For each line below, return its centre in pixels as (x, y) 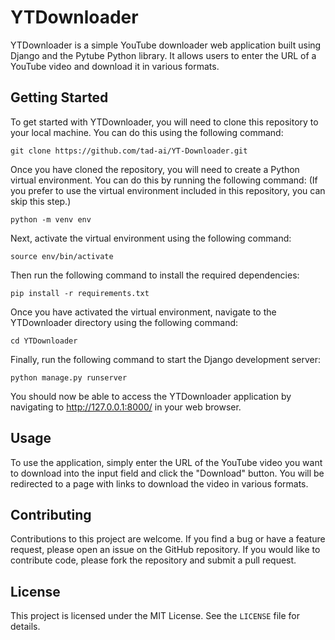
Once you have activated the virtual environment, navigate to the (143, 312)
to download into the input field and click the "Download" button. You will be (167, 473)
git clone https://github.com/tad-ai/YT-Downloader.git (129, 151)
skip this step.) (41, 201)
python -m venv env (51, 219)
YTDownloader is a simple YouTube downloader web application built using (166, 45)
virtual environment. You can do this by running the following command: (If (164, 180)
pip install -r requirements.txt (80, 293)
